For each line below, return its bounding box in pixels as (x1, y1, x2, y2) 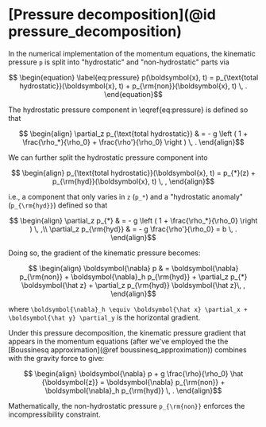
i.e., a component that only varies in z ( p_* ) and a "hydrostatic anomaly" (8, 192, 244, 201)
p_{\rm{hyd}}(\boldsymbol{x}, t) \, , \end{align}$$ (52, 177, 215, 186)
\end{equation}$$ (104, 89, 163, 99)
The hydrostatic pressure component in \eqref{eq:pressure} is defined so (8, 105, 249, 115)
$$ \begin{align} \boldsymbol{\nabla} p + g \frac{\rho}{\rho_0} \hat (23, 368, 244, 378)
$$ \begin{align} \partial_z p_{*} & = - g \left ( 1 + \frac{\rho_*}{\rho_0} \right (9, 215, 258, 225)
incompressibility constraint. (8, 410, 101, 419)
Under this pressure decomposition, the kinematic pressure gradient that (8, 328, 246, 337)
